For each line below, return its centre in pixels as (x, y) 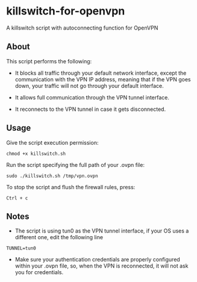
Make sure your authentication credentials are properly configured (98, 260)
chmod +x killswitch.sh (36, 154)
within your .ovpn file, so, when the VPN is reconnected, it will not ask (102, 266)
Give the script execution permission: (52, 142)
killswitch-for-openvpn (66, 11)
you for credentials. (39, 272)
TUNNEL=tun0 (21, 248)
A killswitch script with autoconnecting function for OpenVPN (82, 28)
